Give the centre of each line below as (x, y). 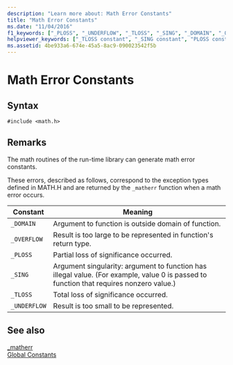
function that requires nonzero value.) (114, 283)
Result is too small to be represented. (113, 305)
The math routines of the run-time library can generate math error (101, 159)
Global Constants (32, 355)
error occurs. (26, 195)
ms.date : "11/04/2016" (40, 26)
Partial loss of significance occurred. (113, 255)
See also (26, 331)
